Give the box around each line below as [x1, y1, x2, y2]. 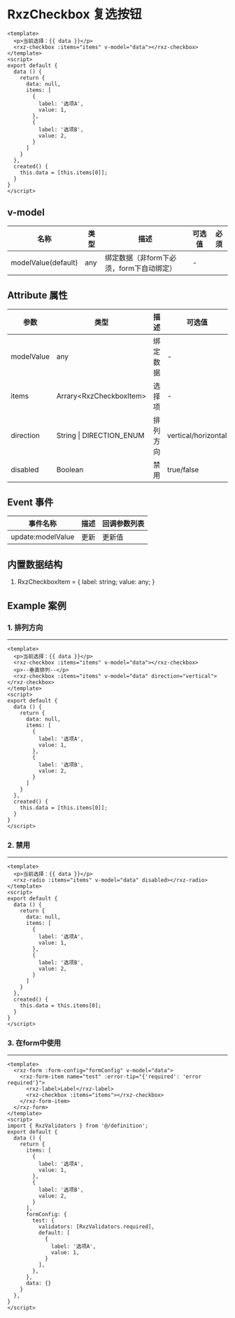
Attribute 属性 [7, 289, 68, 302]
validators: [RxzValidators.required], [38, 1223, 155, 1230]
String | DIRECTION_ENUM [56, 430, 145, 440]
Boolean [56, 465, 84, 474]
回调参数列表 [102, 519, 145, 528]
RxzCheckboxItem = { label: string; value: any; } [17, 578, 155, 586]
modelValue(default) [10, 258, 78, 267]
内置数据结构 [7, 559, 63, 571]
